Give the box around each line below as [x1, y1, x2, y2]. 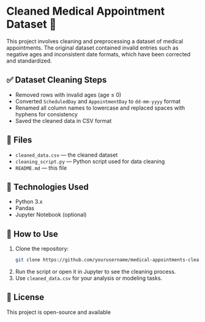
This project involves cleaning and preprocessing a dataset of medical [6, 37, 184, 45]
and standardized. [6, 57, 52, 64]
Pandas [15, 204, 35, 212]
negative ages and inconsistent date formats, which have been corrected [6, 50, 191, 58]
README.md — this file [15, 164, 67, 171]
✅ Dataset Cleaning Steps [6, 75, 107, 85]
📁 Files [6, 135, 32, 145]
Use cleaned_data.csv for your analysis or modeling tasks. [15, 274, 163, 282]
